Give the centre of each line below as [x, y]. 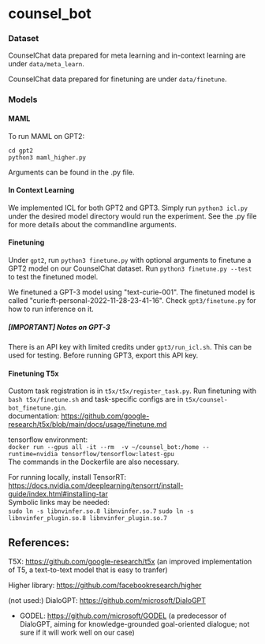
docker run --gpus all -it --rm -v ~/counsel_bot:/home [104, 447]
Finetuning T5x [34, 373]
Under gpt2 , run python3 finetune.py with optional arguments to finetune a [130, 260]
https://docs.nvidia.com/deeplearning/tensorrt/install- [96, 485]
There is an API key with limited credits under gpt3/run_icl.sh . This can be [130, 346]
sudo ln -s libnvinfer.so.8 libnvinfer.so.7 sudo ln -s [101, 511]
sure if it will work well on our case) [77, 633]
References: [39, 543]
